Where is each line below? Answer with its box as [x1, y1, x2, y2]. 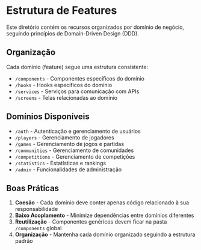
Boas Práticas [6, 183, 59, 193]
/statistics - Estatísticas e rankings [14, 159, 107, 166]
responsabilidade [14, 206, 58, 213]
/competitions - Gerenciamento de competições [14, 153, 135, 160]
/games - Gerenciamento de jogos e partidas [14, 140, 125, 147]
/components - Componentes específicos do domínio [14, 75, 144, 82]
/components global [14, 225, 62, 232]
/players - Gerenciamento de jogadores [14, 133, 114, 141]
